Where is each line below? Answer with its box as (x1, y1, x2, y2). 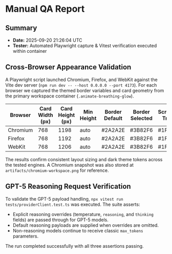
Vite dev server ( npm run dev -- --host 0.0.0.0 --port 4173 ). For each (5, 82, 157, 88)
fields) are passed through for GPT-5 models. (12, 217, 109, 223)
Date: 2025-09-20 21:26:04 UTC (12, 37, 83, 43)
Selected (130, 114, 153, 122)
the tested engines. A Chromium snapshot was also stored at (5, 162, 134, 168)
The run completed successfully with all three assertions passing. (5, 243, 144, 249)
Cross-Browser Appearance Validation (5, 63, 132, 72)
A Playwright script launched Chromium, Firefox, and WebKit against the (5, 76, 158, 83)
